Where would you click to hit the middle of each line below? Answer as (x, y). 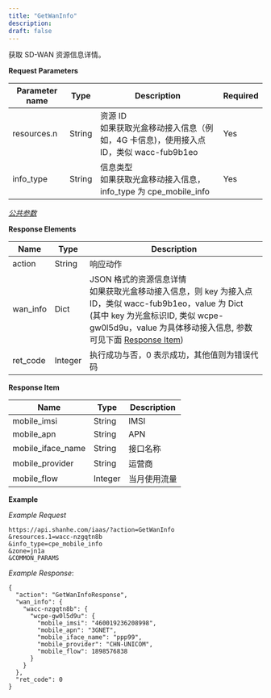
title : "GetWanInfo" (43, 16)
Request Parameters (44, 71)
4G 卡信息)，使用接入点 (161, 140)
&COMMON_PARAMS (34, 558)
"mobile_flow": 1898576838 (83, 652)
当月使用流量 (153, 479)
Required (241, 96)
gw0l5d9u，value (123, 328)
